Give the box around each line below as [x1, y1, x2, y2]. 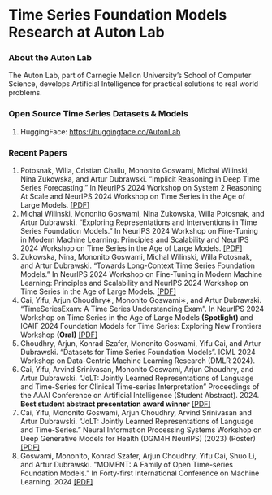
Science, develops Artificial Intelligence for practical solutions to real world [8, 79, 259, 89]
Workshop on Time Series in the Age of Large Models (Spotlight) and [19, 313, 253, 322]
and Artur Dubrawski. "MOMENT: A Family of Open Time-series [19, 460, 234, 470]
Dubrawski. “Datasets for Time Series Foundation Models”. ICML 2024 [19, 348, 256, 357]
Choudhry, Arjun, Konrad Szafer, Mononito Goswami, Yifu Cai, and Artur [19, 339, 261, 348]
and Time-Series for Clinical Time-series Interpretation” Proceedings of [19, 382, 260, 392]
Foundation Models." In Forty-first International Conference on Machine [19, 468, 260, 478]
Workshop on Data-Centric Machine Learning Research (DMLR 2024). [19, 356, 256, 366]
